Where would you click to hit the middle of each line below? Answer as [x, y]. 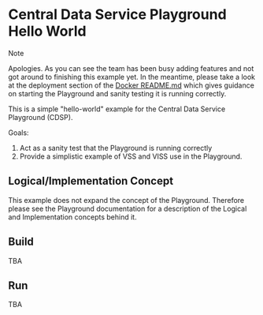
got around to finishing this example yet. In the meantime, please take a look [132, 77]
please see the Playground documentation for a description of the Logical [128, 208]
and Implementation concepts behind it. [72, 217]
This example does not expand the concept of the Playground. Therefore [126, 200]
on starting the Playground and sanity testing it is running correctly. [117, 93]
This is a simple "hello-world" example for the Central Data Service [117, 109]
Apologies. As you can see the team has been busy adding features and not [131, 68]
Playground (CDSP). [41, 117]
